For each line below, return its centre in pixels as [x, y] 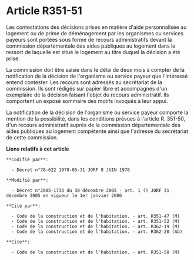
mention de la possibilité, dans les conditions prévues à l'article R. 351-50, [96, 118]
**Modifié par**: [27, 180]
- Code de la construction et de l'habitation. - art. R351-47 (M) [96, 216]
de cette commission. [32, 137]
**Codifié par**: [27, 159]
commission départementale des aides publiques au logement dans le [91, 46]
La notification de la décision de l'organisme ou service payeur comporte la [97, 112]
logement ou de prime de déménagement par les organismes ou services [95, 33]
